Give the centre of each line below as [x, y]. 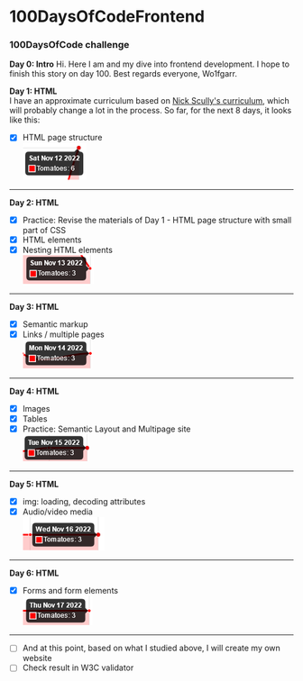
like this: [25, 120]
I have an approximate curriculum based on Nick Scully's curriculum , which [150, 101]
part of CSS [44, 230]
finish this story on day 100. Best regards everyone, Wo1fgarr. [123, 74]
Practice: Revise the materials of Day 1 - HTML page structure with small [157, 220]
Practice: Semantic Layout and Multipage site [106, 429]
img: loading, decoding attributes [84, 502]
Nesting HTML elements [67, 250]
